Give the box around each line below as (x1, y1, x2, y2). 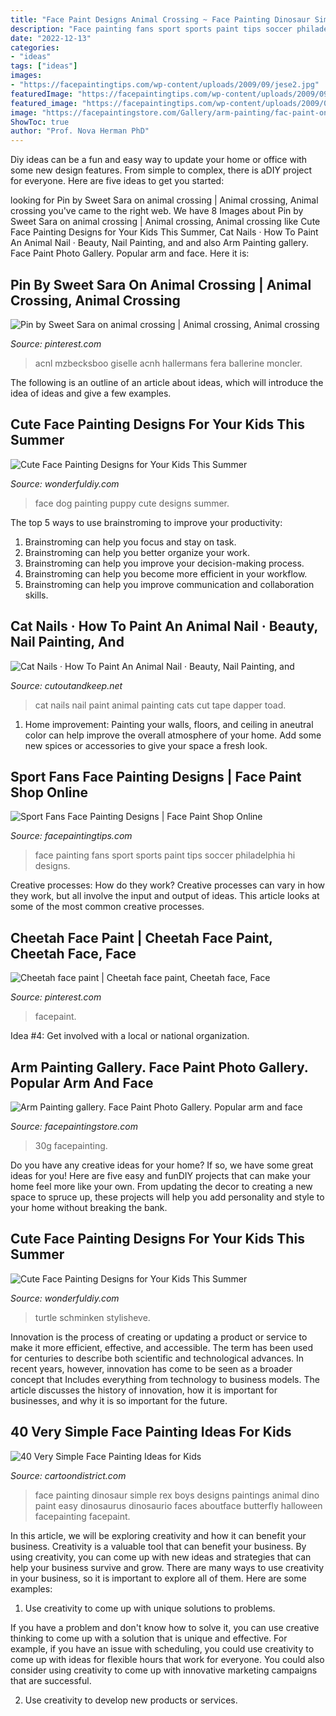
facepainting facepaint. (34, 1510, 131, 1522)
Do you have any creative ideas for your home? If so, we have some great (10, 1159, 314, 1171)
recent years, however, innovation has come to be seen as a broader (10, 1362, 293, 1375)
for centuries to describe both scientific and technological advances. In (10, 1352, 305, 1364)
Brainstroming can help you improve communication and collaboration (24, 578, 315, 590)
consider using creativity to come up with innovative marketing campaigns (10, 1664, 318, 1676)
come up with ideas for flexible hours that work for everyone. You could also (10, 1653, 325, 1665)
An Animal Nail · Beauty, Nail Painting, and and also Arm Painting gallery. (10, 237, 309, 249)
